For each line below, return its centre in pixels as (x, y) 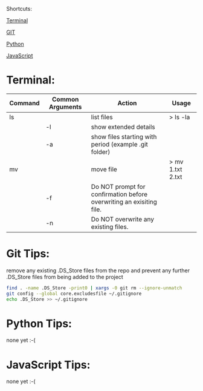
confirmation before (119, 194)
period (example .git (119, 144)
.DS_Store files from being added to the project (65, 277)
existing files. (110, 226)
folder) (101, 152)
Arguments (65, 107)
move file (104, 169)
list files (102, 117)
